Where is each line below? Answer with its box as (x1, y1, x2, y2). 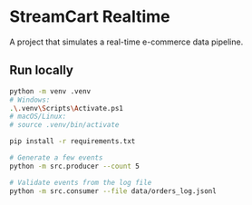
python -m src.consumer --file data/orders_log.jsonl (9, 186, 218, 196)
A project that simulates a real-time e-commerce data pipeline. (9, 36, 244, 47)
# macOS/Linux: (9, 112, 67, 122)
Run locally (9, 63, 74, 78)
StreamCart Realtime (9, 6, 170, 27)
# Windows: (9, 95, 51, 104)
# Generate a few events (9, 153, 103, 162)
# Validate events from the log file (9, 178, 152, 187)
